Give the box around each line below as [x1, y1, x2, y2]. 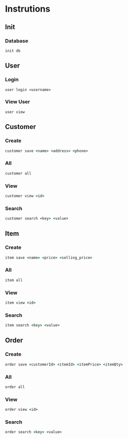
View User [5, 98, 30, 105]
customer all [5, 171, 32, 176]
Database [5, 37, 28, 44]
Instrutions [5, 3, 51, 15]
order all [5, 384, 25, 389]
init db [5, 48, 21, 53]
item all [5, 277, 23, 283]
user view [5, 110, 25, 114]
